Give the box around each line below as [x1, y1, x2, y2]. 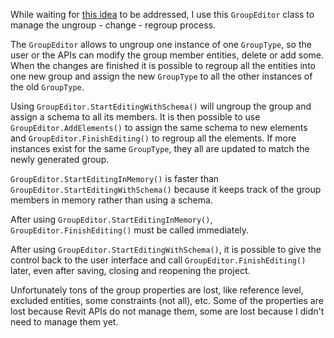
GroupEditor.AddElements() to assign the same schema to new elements [10, 122, 308, 133]
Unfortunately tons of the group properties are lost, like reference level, [10, 284, 304, 296]
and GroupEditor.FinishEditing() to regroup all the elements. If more [10, 132, 297, 144]
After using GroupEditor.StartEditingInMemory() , [10, 214, 213, 225]
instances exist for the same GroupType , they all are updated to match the [10, 143, 310, 154]
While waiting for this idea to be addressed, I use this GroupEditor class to [10, 9, 315, 20]
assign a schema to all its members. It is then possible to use [10, 111, 261, 123]
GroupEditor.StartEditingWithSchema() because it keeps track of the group [10, 184, 322, 195]
